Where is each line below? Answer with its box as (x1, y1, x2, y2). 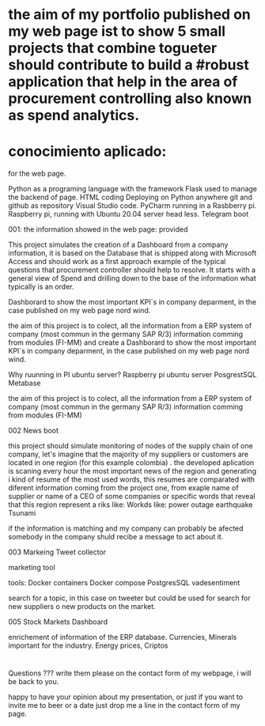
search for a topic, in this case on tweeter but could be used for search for (8, 593, 251, 603)
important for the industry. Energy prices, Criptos (8, 641, 168, 650)
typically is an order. (8, 282, 74, 292)
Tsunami (8, 509, 36, 518)
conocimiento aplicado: (8, 142, 167, 161)
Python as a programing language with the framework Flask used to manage (8, 184, 258, 194)
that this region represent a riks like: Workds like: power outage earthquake (8, 500, 253, 509)
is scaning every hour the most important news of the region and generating (8, 467, 257, 476)
